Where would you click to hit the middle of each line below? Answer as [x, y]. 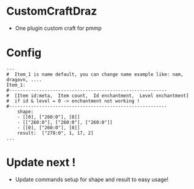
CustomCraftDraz [52, 11]
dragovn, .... [24, 80]
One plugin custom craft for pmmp [58, 28]
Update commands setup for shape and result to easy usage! [92, 179]
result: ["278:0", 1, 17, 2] [56, 133]
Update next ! [41, 162]
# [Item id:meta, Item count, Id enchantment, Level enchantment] [98, 96]
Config [24, 53]
